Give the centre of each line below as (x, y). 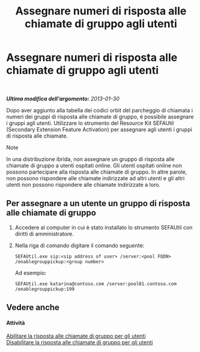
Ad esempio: (31, 273)
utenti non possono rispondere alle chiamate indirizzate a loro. (83, 184)
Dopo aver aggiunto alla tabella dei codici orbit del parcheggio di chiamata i (100, 110)
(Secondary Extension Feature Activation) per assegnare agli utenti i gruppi (99, 129)
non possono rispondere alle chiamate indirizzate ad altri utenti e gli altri (95, 178)
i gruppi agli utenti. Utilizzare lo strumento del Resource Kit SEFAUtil (90, 123)
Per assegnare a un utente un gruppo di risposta (98, 203)
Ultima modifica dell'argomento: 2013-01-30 (63, 99)
